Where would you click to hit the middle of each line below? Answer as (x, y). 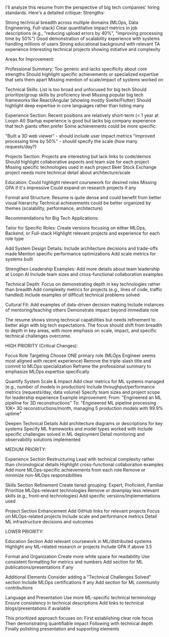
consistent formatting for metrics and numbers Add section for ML (74, 562)
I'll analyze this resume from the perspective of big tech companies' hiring (82, 7)
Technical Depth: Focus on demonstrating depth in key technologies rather (83, 284)
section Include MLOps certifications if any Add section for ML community (82, 582)
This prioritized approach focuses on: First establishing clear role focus (79, 618)
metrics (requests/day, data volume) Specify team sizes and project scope (82, 392)
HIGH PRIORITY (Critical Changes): (42, 346)
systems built (19, 259)
